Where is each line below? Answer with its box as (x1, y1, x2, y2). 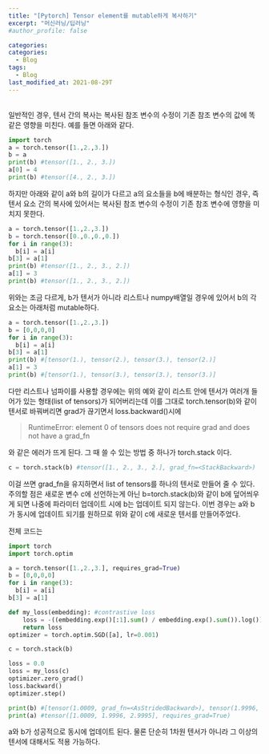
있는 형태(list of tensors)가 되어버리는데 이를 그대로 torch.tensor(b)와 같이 (22, 396, 258, 406)
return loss (22, 623, 62, 631)
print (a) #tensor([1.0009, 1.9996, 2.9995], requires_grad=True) (8, 711, 231, 720)
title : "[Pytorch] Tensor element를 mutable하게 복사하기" (8, 11, 198, 20)
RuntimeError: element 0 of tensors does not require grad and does (27, 422, 251, 432)
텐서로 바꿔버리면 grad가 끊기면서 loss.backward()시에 (8, 406, 182, 416)
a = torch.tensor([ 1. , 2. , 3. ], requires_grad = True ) (8, 564, 181, 572)
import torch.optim (8, 549, 74, 557)
